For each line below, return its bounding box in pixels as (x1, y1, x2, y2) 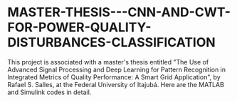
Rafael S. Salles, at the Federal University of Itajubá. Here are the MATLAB (7, 80, 224, 89)
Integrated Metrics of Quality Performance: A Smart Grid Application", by (7, 72, 221, 81)
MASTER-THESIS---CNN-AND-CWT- (7, 4, 231, 21)
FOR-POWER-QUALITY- (7, 19, 152, 35)
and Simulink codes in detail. (7, 88, 92, 96)
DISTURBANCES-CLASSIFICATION (7, 35, 216, 50)
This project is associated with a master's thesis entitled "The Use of (7, 57, 209, 66)
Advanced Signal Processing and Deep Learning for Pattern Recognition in (7, 65, 226, 74)
